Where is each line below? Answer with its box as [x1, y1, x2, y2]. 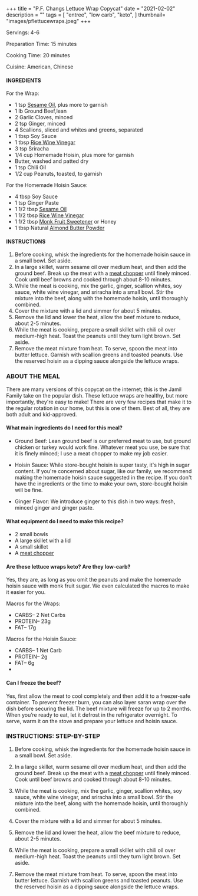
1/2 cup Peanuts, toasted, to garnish [14, 170, 103, 178]
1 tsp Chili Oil [14, 164, 46, 171]
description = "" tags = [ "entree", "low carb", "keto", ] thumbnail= [6, 11, 166, 18]
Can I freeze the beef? [6, 679, 61, 686]
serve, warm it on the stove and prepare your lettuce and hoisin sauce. [6, 717, 178, 724]
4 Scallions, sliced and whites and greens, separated [14, 126, 143, 133]
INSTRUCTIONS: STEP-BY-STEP [6, 732, 100, 740]
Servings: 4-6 [6, 29, 40, 36]
